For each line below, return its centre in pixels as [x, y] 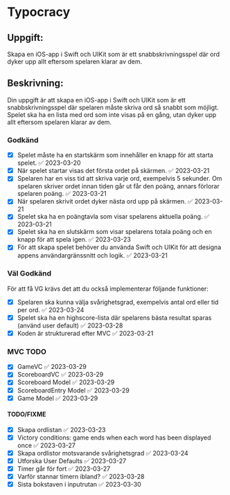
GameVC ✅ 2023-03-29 [52, 367]
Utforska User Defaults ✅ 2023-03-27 [72, 461]
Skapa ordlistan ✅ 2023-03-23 [61, 429]
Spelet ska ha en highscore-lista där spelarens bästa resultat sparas [114, 317]
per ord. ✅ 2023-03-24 [51, 309]
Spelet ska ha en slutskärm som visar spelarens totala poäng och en [115, 232]
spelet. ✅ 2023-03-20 [49, 163]
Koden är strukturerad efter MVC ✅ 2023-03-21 [85, 333]
